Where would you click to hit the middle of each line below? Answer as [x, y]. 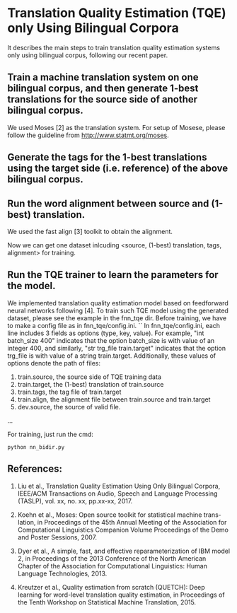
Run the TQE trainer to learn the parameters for [113, 275]
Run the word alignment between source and [108, 203]
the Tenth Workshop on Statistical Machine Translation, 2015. [107, 602]
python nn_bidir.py [36, 447]
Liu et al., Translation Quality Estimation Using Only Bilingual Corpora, [119, 486]
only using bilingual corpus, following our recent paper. [88, 55]
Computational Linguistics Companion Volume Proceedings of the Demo [123, 530]
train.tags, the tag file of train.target [69, 392]
